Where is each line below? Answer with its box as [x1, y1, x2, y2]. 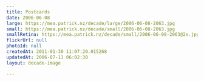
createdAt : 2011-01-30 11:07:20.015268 [6, 49, 107, 55]
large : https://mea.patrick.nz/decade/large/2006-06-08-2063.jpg [6, 20, 175, 26]
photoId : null [6, 43, 42, 49]
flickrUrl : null [6, 37, 47, 43]
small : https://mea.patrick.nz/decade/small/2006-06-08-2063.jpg [6, 26, 175, 32]
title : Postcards [6, 9, 50, 15]
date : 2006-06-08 [6, 15, 50, 21]
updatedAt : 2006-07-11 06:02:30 [6, 54, 88, 60]
